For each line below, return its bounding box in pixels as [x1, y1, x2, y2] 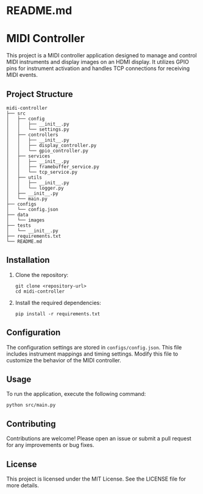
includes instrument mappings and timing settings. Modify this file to [6, 350, 179, 357]
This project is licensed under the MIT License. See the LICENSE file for [6, 475, 187, 482]
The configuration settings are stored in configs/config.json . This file [6, 343, 182, 351]
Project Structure [6, 89, 73, 99]
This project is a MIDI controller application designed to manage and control [6, 52, 197, 59]
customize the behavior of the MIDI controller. [6, 356, 121, 363]
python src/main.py [6, 402, 56, 409]
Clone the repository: [15, 271, 69, 278]
